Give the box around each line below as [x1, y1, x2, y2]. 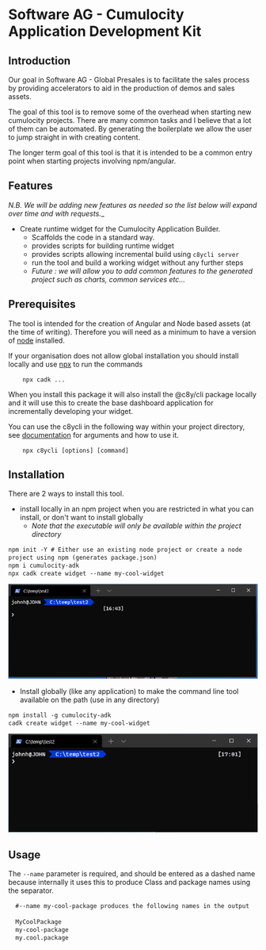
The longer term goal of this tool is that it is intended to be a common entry [8, 148, 253, 157]
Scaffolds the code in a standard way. [31, 232, 155, 242]
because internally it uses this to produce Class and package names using [8, 878, 251, 887]
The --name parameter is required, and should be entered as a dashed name [8, 869, 256, 879]
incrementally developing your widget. [8, 406, 133, 416]
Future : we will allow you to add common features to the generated [31, 266, 253, 275]
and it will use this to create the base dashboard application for [8, 398, 214, 408]
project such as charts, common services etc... [31, 274, 186, 284]
